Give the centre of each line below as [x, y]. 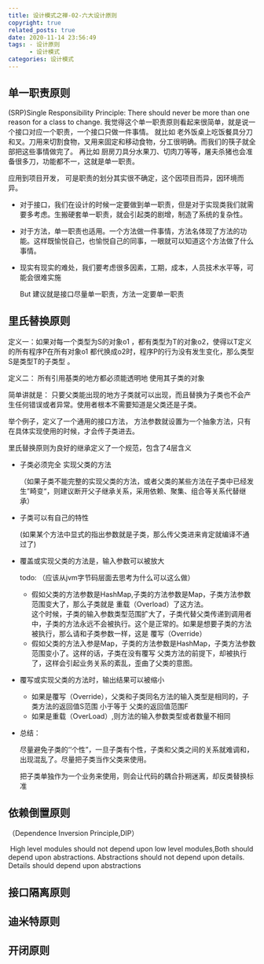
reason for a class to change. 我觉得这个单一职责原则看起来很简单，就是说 [128, 122]
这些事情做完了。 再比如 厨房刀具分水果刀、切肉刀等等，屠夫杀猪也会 [134, 151]
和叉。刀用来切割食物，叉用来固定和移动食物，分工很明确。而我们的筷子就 [128, 142]
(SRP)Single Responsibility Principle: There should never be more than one [129, 112]
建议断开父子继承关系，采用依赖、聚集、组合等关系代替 [150, 491]
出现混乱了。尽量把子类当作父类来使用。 [85, 759]
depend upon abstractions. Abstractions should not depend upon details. [126, 857]
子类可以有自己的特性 [54, 517]
